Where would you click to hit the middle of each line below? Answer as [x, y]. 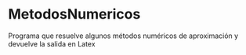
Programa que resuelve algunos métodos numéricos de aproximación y [123, 36]
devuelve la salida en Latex [52, 43]
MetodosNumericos [74, 14]
